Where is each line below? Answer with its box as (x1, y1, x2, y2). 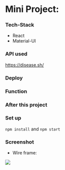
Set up (5, 114, 21, 121)
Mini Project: (5, 3, 59, 15)
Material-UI (12, 38, 36, 44)
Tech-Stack (5, 21, 34, 28)
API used (5, 50, 27, 57)
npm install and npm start (5, 126, 60, 132)
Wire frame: (12, 150, 37, 156)
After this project (5, 101, 47, 108)
